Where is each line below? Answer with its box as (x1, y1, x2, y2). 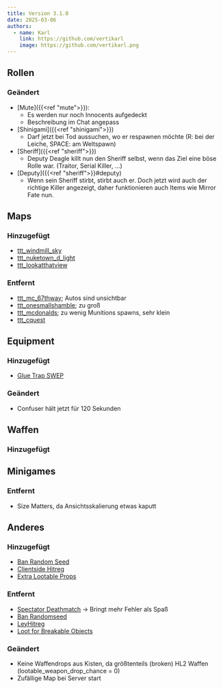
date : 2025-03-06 (7, 16, 57, 23)
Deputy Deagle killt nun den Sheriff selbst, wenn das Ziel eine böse (27, 154, 217, 162)
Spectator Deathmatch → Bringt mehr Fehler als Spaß (16, 605, 169, 613)
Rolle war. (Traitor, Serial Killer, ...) (27, 162, 123, 170)
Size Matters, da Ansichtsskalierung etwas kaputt (16, 501, 157, 510)
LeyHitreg (16, 619, 45, 627)
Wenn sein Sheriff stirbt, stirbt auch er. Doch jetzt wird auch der (27, 176, 207, 184)
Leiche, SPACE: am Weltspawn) (27, 140, 116, 148)
